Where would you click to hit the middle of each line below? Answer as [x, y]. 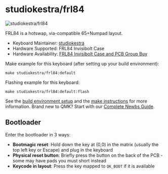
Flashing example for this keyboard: [43, 82]
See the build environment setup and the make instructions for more [76, 101]
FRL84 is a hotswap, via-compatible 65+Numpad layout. [64, 33]
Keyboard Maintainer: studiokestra [48, 43]
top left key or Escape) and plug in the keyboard [62, 150]
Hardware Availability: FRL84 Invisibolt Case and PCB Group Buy [80, 54]
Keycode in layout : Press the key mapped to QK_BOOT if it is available [83, 166]
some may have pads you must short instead [59, 160]
